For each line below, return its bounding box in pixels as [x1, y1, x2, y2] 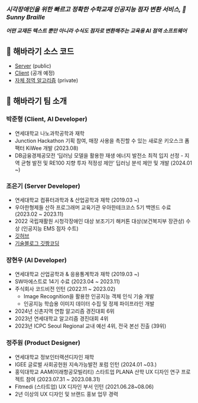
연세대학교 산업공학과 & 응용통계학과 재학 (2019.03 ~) [14, 271, 140, 278]
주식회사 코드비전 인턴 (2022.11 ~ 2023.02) [14, 286, 116, 293]
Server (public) [14, 62, 51, 69]
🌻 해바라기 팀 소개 [6, 96, 67, 106]
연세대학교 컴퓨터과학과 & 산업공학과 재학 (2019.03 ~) [14, 197, 140, 204]
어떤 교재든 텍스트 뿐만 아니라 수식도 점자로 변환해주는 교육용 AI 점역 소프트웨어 [6, 27, 187, 34]
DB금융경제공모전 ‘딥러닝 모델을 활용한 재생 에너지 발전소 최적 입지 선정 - [14, 152, 183, 159]
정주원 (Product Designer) [6, 339, 81, 347]
